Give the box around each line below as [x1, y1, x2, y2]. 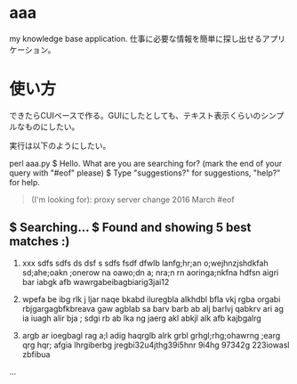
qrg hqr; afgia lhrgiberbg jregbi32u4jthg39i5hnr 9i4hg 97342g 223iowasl [21, 339, 291, 350]
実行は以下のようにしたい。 [9, 140, 111, 151]
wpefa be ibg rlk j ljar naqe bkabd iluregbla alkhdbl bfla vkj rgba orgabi [21, 293, 281, 305]
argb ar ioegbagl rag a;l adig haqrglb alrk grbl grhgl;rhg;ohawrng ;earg [21, 330, 281, 340]
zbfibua [21, 348, 51, 359]
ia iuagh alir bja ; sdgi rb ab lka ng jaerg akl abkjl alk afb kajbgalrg [21, 313, 262, 323]
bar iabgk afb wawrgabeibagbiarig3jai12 [21, 276, 170, 287]
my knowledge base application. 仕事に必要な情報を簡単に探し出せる [9, 33, 262, 44]
